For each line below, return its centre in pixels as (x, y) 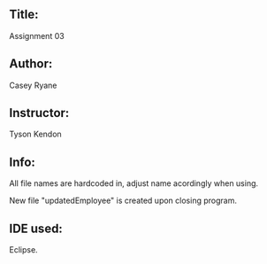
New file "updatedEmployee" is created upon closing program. (123, 201)
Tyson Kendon (35, 134)
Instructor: (39, 113)
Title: (24, 15)
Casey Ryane (33, 85)
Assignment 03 (37, 35)
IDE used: (36, 228)
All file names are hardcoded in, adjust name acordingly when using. (134, 183)
